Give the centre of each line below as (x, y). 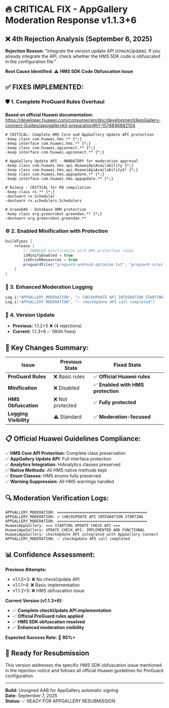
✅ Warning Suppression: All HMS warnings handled (60, 481)
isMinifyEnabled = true (48, 255)
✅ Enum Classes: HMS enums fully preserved (53, 476)
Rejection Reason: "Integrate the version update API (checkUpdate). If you (83, 51)
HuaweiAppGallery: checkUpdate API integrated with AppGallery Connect (82, 534)
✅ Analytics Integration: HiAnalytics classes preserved (63, 464)
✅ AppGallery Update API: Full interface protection (58, 458)
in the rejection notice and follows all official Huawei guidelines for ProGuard (84, 671)
